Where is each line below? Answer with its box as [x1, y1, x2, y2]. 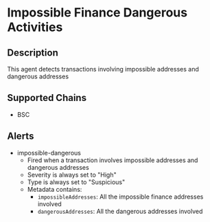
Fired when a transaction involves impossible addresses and [27, 156, 198, 164]
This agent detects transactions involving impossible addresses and [7, 65, 199, 73]
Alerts [7, 131, 34, 142]
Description [7, 47, 58, 58]
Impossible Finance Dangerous [7, 5, 187, 21]
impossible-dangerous [16, 148, 81, 157]
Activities [7, 19, 63, 35]
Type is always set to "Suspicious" [27, 177, 126, 186]
